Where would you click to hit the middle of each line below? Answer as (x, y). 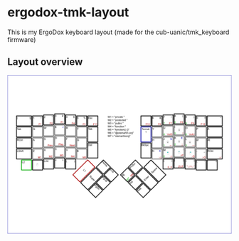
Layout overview (45, 62)
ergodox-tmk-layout (68, 12)
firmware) (22, 39)
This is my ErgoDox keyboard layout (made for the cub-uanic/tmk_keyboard (118, 32)
